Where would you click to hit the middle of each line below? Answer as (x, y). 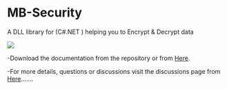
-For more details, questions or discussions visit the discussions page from (114, 71)
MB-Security (45, 13)
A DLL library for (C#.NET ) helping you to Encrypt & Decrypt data (101, 32)
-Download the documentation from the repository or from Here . (99, 58)
